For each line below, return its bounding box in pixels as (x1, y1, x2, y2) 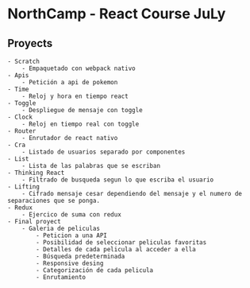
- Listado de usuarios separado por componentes (21, 148, 186, 156)
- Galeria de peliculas (21, 224, 101, 232)
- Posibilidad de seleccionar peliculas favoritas (36, 239, 207, 247)
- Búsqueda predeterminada (36, 252, 125, 260)
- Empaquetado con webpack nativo (21, 64, 136, 72)
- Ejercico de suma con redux (21, 211, 122, 219)
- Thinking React (7, 169, 65, 177)
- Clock (7, 113, 33, 121)
